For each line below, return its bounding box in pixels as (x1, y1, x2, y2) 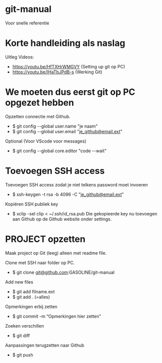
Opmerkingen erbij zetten (5, 303, 58, 310)
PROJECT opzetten (5, 233, 85, 245)
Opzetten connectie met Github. (5, 113, 71, 119)
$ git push (12, 352, 33, 358)
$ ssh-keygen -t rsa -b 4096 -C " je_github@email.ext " (12, 191, 124, 197)
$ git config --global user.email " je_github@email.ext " (12, 128, 123, 134)
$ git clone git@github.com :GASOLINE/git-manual (12, 269, 115, 275)
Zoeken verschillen (5, 323, 44, 329)
